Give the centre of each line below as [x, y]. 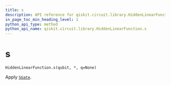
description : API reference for [39, 15]
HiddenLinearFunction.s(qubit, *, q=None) [51, 68]
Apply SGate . [18, 77]
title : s [15, 10]
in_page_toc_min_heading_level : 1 [42, 19]
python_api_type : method [32, 24]
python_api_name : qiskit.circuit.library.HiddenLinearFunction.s [76, 29]
